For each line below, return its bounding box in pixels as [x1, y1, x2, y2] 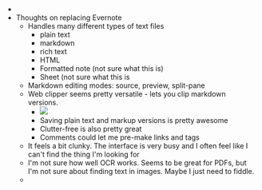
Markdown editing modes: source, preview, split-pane [27, 81, 205, 90]
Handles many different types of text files [27, 22, 165, 30]
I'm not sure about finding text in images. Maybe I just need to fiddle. [27, 167, 255, 176]
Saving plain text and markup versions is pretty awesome [39, 116, 228, 125]
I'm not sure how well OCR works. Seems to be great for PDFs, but [27, 158, 247, 168]
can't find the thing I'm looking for [27, 149, 140, 159]
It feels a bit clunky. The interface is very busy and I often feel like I [27, 141, 248, 150]
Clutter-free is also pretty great [39, 125, 142, 133]
